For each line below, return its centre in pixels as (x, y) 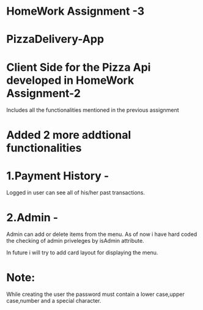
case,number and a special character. (54, 301)
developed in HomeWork (70, 80)
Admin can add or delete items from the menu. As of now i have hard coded (102, 234)
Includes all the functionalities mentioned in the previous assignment (93, 110)
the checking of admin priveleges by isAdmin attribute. (76, 241)
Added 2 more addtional (69, 135)
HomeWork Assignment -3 (76, 11)
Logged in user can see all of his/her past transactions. (76, 193)
